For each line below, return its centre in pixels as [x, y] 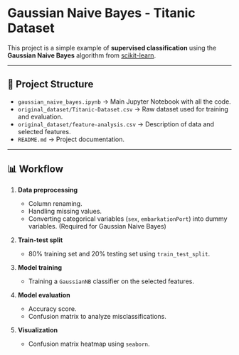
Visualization [38, 330]
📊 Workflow [36, 169]
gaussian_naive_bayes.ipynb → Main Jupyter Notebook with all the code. [124, 102]
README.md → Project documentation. [71, 139]
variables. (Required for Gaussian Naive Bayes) [97, 226]
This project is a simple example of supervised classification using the [112, 48]
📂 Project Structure [51, 84]
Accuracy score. [52, 308]
